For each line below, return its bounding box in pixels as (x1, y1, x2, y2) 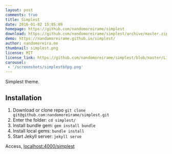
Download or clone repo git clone (12, 107, 86, 113)
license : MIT (5, 50, 33, 55)
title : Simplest (5, 17, 40, 22)
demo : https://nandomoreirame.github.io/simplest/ (5, 36, 116, 41)
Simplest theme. (5, 79, 40, 85)
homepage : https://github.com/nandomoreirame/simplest (5, 27, 125, 32)
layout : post (5, 7, 33, 13)
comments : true (5, 12, 38, 17)
